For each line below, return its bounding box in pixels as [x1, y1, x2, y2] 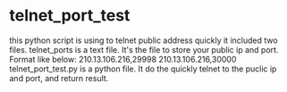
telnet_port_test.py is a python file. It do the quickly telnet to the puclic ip [9, 63, 277, 74]
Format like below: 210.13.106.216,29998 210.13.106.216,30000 [9, 54, 237, 64]
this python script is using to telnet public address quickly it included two [9, 35, 279, 46]
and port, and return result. [9, 72, 109, 83]
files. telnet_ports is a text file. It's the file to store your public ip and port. [9, 44, 279, 54]
